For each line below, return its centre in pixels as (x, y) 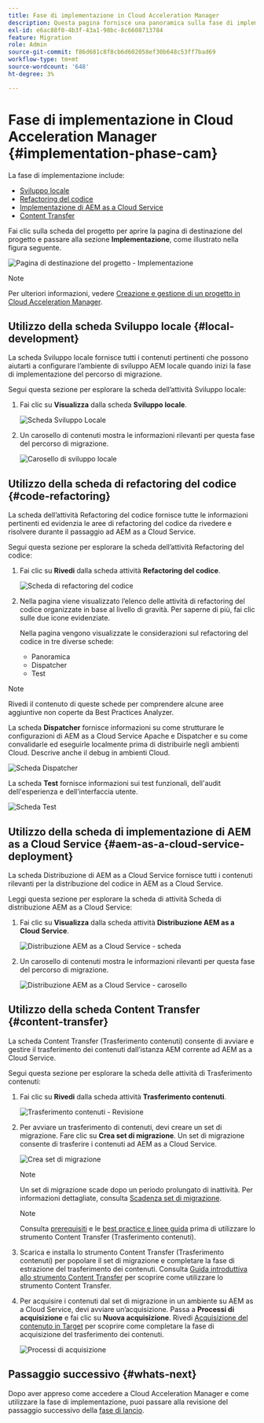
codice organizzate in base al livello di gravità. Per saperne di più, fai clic (137, 610)
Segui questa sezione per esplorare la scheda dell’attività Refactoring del (126, 547)
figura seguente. (35, 247)
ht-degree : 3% (31, 74)
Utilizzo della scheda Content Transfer (104, 1010)
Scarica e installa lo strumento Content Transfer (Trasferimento (122, 1252)
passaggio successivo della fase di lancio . (76, 1410)
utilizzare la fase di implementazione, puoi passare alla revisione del (118, 1402)
